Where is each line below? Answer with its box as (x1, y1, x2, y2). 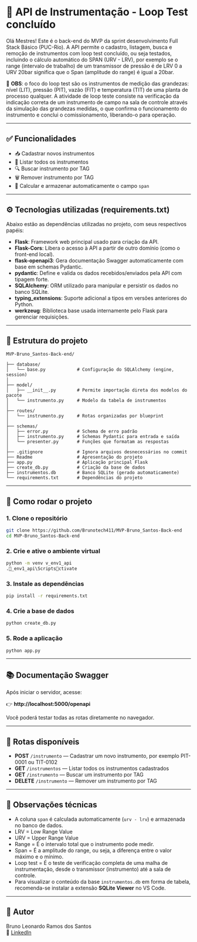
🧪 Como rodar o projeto (6, 496, 93, 506)
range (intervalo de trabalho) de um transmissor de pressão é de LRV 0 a (6, 62, 182, 69)
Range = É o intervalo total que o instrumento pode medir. (14, 840, 154, 847)
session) (6, 372, 28, 378)
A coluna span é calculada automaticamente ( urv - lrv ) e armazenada (14, 815, 186, 822)
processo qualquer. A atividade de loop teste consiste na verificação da (6, 92, 179, 99)
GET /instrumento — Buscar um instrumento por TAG (14, 771, 144, 778)
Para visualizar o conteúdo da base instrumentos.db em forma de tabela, (14, 878, 191, 885)
